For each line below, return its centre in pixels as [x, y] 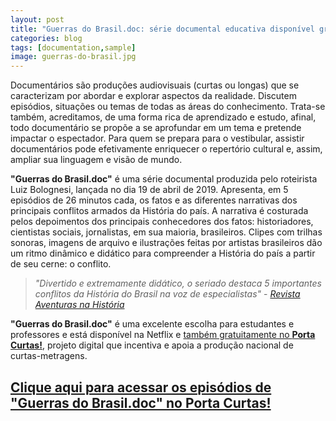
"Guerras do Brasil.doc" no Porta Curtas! [141, 402]
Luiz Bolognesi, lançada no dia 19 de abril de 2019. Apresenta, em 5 [149, 190]
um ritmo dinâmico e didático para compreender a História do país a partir [163, 253]
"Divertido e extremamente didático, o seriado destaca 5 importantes [178, 283]
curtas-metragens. [49, 356]
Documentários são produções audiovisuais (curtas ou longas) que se [155, 85]
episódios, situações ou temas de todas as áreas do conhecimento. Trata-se [168, 107]
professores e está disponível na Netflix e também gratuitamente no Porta [163, 335]
